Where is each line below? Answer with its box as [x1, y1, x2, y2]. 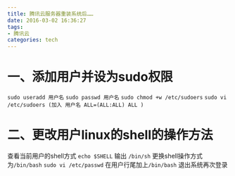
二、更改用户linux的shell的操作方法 [7, 127, 213, 143]
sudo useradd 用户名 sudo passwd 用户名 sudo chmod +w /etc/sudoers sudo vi [7, 94, 227, 101]
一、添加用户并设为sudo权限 [7, 69, 173, 85]
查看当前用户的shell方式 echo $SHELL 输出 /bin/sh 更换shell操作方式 [7, 152, 203, 160]
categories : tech [7, 37, 58, 44]
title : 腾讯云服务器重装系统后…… [7, 10, 94, 18]
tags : [7, 23, 23, 30]
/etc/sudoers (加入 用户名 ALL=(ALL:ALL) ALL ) [7, 101, 144, 109]
